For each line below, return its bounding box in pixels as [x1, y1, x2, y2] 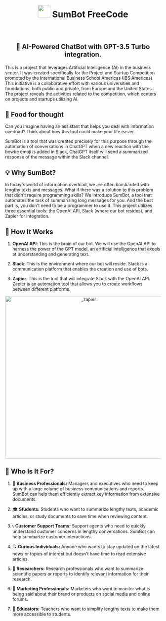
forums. [12, 596, 29, 602]
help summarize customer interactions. [12, 533, 92, 539]
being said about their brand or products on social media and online [12, 591, 151, 597]
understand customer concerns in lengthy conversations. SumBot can [12, 528, 155, 534]
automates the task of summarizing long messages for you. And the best [5, 198, 153, 204]
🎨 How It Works [5, 227, 53, 236]
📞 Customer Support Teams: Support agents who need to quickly [12, 522, 146, 529]
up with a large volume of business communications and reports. [12, 485, 145, 492]
